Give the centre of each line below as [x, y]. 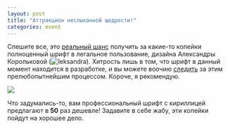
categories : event [34, 27]
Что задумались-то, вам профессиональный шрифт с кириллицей [107, 103]
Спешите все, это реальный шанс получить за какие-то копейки [104, 47]
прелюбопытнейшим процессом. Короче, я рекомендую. [94, 76]
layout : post [26, 14]
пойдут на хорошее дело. [46, 118]
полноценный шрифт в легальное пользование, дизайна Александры [111, 54]
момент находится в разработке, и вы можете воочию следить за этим [115, 69]
